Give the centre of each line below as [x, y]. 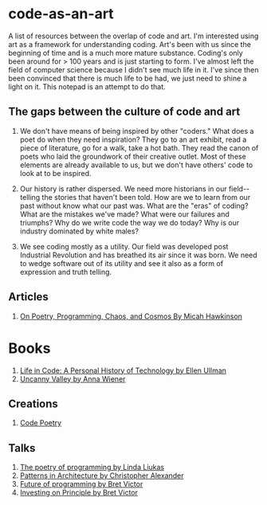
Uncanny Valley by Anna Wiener [73, 378]
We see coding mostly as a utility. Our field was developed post [124, 246]
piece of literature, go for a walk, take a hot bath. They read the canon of [139, 147]
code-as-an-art [61, 14]
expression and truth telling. [66, 272]
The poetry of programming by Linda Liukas [92, 468]
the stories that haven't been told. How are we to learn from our [146, 197]
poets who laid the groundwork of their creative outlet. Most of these [133, 156]
